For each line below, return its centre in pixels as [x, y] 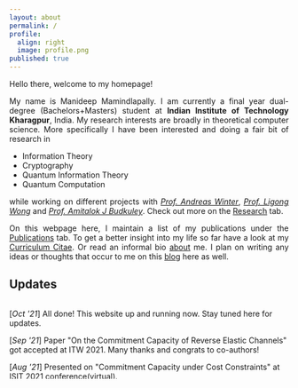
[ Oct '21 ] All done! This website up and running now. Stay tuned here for [141, 313]
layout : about [35, 17]
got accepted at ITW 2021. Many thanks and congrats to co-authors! [134, 349]
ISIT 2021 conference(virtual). [63, 376]
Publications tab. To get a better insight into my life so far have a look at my [149, 238]
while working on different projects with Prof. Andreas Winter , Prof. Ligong [149, 202]
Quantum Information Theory [75, 175]
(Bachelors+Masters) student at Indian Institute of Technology [164, 111]
